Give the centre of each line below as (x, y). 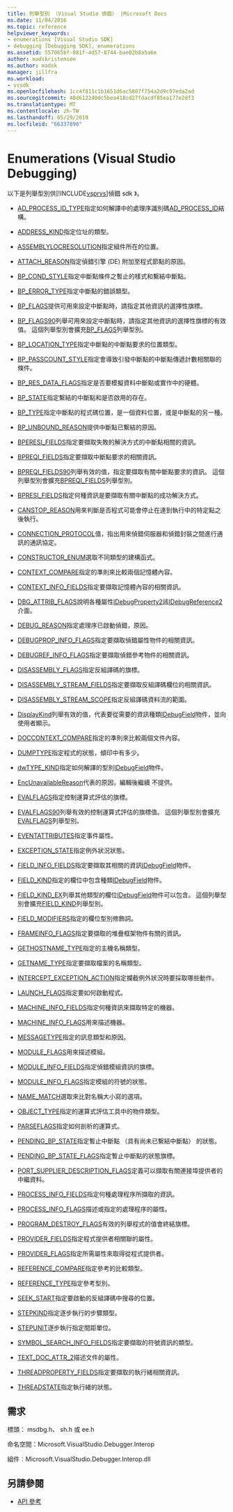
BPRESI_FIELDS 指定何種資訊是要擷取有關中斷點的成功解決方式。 (110, 496)
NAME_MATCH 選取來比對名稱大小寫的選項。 (81, 1097)
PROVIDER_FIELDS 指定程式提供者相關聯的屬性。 (87, 1239)
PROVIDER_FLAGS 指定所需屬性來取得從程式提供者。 (93, 1254)
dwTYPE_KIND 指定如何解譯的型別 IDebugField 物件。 (92, 768)
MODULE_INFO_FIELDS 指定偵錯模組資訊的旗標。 (87, 1067)
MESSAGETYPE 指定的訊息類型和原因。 (73, 1037)
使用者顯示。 (35, 723)
